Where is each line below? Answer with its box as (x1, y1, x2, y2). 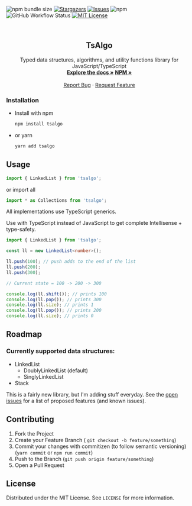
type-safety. (6, 225, 37, 233)
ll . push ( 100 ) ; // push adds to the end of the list (6, 259, 136, 265)
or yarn (14, 131, 32, 138)
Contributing (6, 414, 54, 424)
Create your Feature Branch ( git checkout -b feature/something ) (14, 436, 177, 443)
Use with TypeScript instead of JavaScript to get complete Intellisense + (6, 220, 182, 227)
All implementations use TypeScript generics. (6, 208, 117, 215)
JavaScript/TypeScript (71, 62, 127, 69)
